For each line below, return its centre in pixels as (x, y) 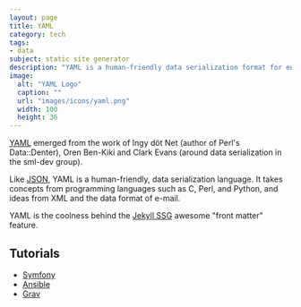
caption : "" (40, 92)
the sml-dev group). (46, 162)
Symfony (39, 275)
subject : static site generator (69, 59)
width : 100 (38, 109)
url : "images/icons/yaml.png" (73, 101)
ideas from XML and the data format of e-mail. (95, 199)
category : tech (38, 34)
